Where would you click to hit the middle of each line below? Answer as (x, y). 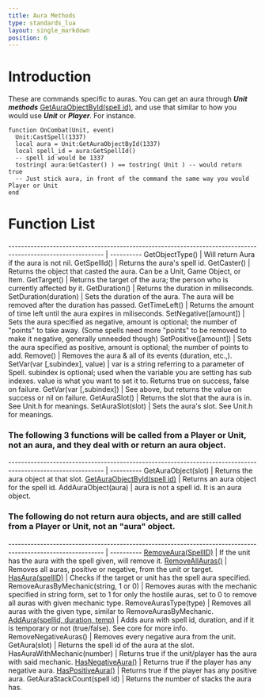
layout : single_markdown (49, 30)
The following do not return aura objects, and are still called (125, 516)
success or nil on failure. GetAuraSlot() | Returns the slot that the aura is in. (130, 398)
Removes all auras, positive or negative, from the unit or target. (111, 569)
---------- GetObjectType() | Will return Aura (182, 255)
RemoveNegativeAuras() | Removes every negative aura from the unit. (122, 636)
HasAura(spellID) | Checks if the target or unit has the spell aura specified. (129, 577)
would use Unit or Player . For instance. (72, 116)
